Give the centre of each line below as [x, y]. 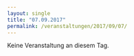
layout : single [29, 13]
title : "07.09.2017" [37, 20]
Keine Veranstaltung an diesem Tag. [58, 46]
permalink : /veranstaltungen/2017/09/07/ [67, 26]
